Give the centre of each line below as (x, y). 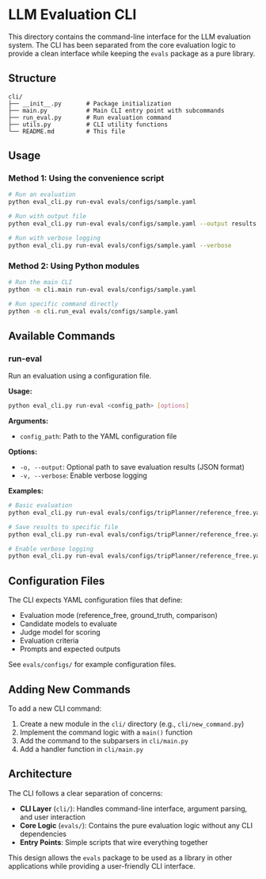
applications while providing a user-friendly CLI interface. (102, 866)
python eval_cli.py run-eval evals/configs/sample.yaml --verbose (120, 245)
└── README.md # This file (67, 131)
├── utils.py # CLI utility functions (88, 125)
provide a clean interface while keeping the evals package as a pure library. (132, 53)
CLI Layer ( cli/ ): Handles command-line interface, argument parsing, (133, 808)
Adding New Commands (69, 689)
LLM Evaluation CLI (72, 15)
